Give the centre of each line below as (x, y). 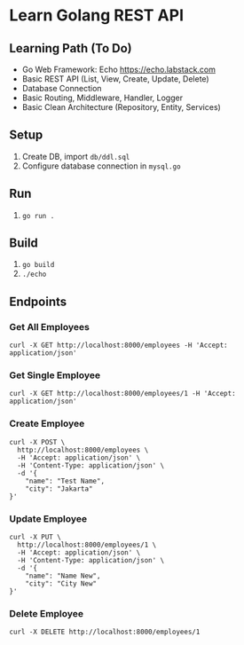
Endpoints (38, 301)
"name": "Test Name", (65, 481)
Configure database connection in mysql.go (101, 166)
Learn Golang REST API (97, 16)
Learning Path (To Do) (71, 48)
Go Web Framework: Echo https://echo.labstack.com (118, 69)
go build (38, 265)
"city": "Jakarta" (59, 489)
